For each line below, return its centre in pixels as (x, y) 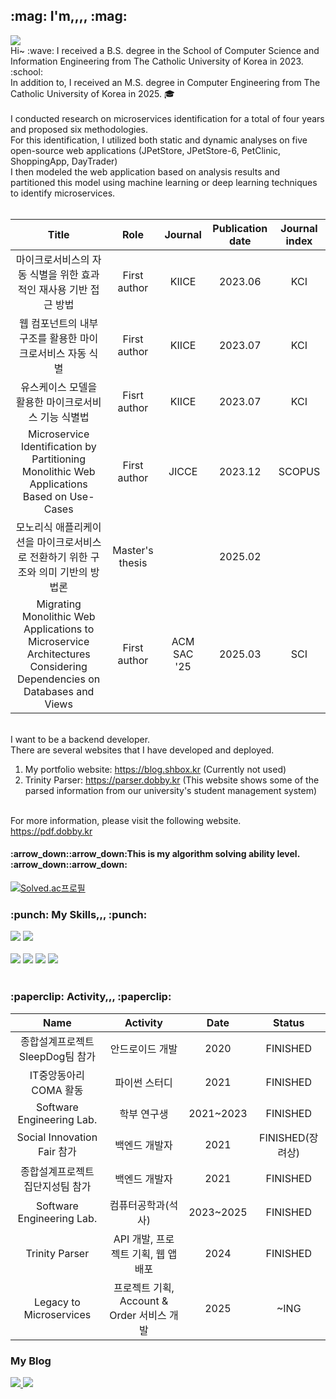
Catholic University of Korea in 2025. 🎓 (92, 93)
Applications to (59, 629)
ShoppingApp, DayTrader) (64, 161)
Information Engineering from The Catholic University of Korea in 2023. (157, 61)
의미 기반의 (63, 572)
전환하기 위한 (58, 557)
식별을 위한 (54, 274)
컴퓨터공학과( (139, 1205)
